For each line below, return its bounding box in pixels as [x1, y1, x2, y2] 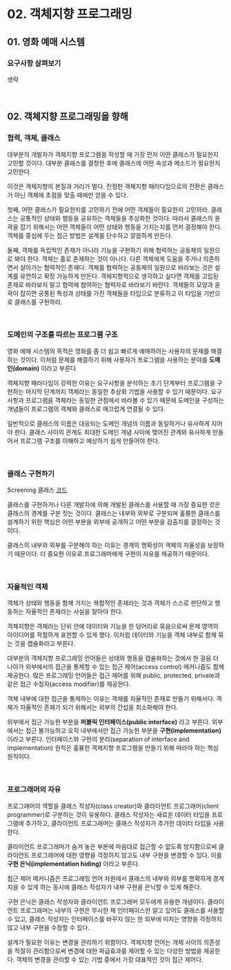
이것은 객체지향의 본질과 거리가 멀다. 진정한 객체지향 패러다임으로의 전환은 [7, 182, 206, 190]
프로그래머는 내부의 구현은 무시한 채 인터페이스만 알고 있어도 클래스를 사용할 [19, 906, 225, 914]
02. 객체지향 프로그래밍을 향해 [7, 111, 129, 123]
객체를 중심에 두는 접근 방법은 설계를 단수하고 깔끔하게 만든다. [7, 231, 173, 239]
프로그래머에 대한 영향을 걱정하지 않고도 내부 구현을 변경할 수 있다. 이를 [30, 851, 223, 859]
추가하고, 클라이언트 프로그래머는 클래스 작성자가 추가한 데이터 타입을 [25, 819, 212, 827]
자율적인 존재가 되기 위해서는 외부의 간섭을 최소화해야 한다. [19, 703, 179, 711]
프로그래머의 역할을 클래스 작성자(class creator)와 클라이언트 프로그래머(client [7, 802, 219, 810]
